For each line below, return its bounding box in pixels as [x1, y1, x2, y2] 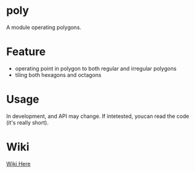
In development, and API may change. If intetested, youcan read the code [6, 113, 190, 120]
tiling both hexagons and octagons [14, 71, 101, 79]
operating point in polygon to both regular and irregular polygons [14, 65, 177, 72]
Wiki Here [6, 160, 31, 167]
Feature [6, 45, 46, 59]
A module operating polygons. [6, 24, 82, 31]
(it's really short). [6, 119, 49, 126]
